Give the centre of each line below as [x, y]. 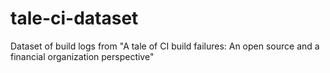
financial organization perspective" [82, 56]
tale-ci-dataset [74, 18]
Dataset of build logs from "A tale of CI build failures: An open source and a [165, 46]
